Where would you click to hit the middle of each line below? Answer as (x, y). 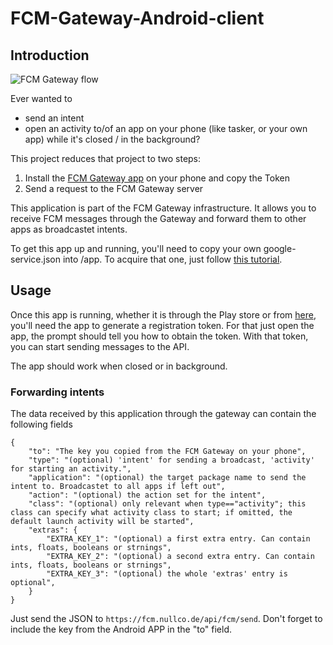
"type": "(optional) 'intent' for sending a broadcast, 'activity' (171, 460)
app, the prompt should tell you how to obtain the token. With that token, (159, 336)
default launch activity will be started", (102, 522)
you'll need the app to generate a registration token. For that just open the (162, 325)
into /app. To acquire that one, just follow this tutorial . (172, 259)
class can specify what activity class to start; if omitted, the (151, 513)
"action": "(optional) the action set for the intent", (147, 495)
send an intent (54, 118)
